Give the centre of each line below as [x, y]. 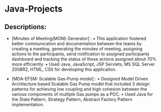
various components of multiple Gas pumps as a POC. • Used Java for [82, 94]
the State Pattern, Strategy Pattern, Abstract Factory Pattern [72, 99]
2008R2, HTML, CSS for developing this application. [64, 69]
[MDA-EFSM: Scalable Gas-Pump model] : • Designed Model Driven [80, 79]
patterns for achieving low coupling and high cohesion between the [79, 89]
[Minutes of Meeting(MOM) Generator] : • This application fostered [79, 38]
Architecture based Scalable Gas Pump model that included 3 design [80, 84]
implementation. [28, 104]
